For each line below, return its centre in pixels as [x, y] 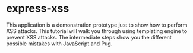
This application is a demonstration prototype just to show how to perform [97, 25]
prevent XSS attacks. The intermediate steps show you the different [89, 37]
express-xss [38, 9]
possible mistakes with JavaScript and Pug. [59, 44]
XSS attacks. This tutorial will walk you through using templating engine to [97, 31]
